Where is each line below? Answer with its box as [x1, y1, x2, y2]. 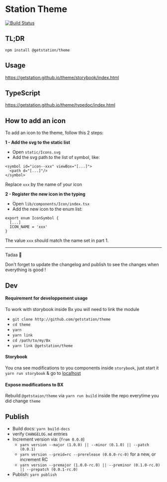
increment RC [19, 457, 48, 462]
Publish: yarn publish [12, 472, 57, 477]
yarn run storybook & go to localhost [5, 370, 81, 376]
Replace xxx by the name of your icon [5, 181, 82, 187]
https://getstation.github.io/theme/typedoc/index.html [5, 102, 116, 108]
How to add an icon [5, 116, 66, 125]
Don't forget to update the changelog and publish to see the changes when [5, 262, 159, 268]
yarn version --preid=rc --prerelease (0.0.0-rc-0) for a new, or [19, 451, 156, 457]
